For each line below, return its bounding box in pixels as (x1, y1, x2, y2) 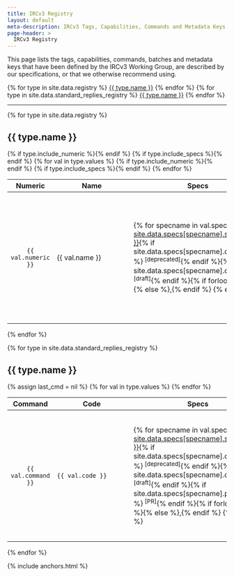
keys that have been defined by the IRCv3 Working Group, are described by (7, 63, 225, 71)
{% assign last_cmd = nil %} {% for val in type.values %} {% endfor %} (7, 382, 212, 391)
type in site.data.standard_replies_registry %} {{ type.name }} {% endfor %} (7, 91, 225, 100)
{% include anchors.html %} (7, 562, 88, 570)
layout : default (7, 17, 54, 24)
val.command (10, 472, 51, 479)
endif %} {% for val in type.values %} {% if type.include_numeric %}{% (7, 157, 213, 165)
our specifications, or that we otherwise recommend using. (7, 70, 177, 79)
